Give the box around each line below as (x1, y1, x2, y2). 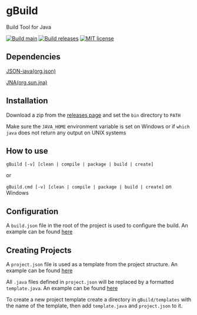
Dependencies (6, 52, 61, 62)
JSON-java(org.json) (6, 67, 56, 74)
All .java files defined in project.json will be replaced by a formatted (6, 279, 174, 285)
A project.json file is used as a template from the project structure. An (6, 261, 178, 267)
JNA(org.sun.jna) (6, 79, 48, 86)
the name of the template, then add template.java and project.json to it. (6, 302, 183, 309)
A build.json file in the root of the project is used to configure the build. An (6, 222, 188, 229)
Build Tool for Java (6, 23, 52, 31)
